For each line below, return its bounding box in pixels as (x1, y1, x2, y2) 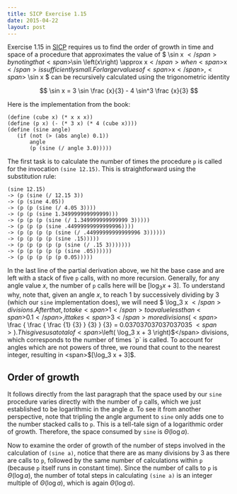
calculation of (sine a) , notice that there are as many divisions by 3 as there (7, 448, 230, 457)
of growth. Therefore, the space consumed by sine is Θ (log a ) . (7, 427, 190, 435)
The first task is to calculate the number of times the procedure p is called (7, 157, 223, 166)
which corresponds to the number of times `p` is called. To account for (7, 336, 214, 344)
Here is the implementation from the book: (7, 100, 131, 109)
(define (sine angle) (7, 127, 71, 134)
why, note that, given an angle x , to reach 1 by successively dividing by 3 (7, 290, 219, 299)
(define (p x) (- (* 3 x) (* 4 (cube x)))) (7, 120, 138, 127)
